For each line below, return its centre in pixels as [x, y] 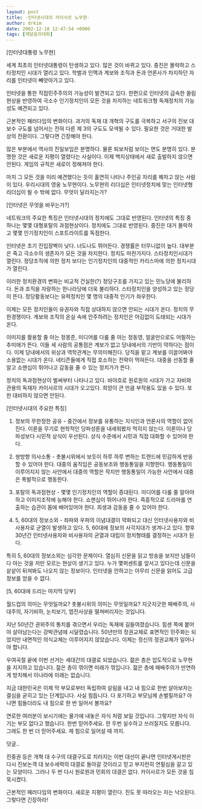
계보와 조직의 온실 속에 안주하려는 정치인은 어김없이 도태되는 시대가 [112, 317]
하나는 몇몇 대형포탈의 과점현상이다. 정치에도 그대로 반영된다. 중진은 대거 [91, 226]
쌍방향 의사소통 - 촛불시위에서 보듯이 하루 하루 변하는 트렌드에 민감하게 [98, 456]
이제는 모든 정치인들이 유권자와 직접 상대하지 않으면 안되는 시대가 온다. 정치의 [97, 310]
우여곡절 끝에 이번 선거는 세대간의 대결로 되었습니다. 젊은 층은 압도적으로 [91, 660]
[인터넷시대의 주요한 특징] [36, 408]
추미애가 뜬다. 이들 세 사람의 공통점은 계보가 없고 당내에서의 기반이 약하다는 [95, 345]
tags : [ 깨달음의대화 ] [30, 34]
